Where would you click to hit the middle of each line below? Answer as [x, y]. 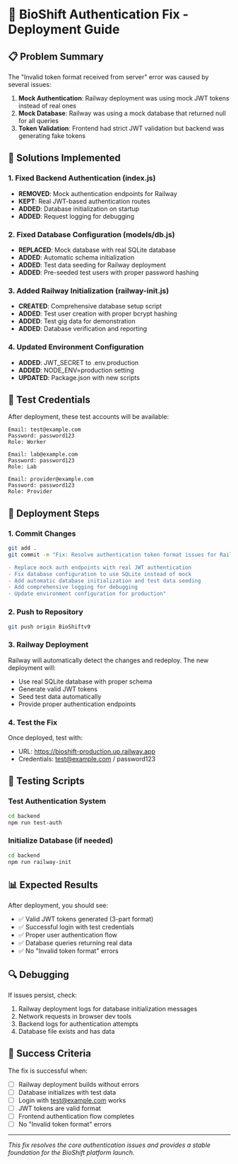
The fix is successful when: [48, 1071]
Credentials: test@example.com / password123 [87, 759]
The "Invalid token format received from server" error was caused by [108, 77]
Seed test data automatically [60, 696]
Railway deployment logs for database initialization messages [108, 1009]
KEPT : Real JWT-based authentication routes [84, 201]
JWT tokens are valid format [59, 1108]
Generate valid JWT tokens [58, 688]
